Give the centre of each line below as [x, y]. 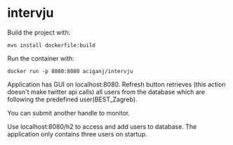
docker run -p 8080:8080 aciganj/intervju [70, 71]
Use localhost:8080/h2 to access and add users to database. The [102, 126]
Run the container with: [41, 58]
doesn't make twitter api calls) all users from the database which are [106, 92]
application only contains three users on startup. [77, 134]
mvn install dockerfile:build [52, 45]
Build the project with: [39, 32]
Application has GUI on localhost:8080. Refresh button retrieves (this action [116, 84]
